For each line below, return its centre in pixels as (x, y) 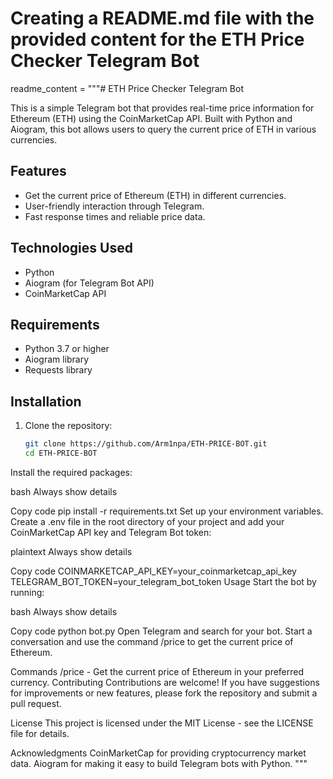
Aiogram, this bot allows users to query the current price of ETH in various (163, 129)
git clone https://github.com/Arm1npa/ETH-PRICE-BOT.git (146, 444)
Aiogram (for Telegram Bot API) (89, 283)
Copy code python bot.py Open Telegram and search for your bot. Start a (161, 631)
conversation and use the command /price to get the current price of (152, 641)
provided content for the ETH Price (157, 39)
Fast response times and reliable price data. (115, 216)
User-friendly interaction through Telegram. (114, 206)
